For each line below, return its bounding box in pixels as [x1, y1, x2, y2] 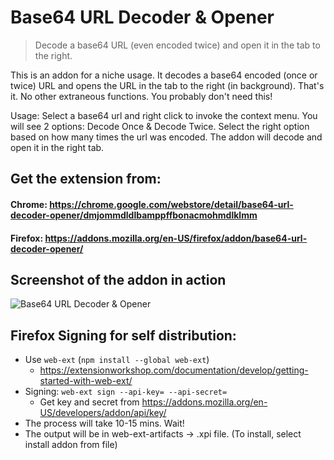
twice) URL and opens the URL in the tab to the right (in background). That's [10, 79, 325, 91]
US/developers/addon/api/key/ [39, 407, 167, 419]
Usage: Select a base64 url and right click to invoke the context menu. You [10, 109, 318, 121]
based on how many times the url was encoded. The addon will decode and [10, 131, 323, 143]
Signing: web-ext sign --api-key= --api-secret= [24, 386, 228, 398]
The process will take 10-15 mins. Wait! [24, 417, 185, 430]
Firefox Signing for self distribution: [10, 327, 237, 344]
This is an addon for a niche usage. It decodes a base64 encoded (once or [10, 69, 318, 81]
